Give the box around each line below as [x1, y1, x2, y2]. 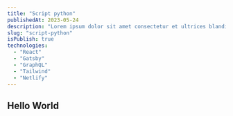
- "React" [13, 49, 42, 56]
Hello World [7, 99, 59, 111]
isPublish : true [7, 36, 54, 43]
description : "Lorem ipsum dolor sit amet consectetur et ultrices [7, 23, 207, 30]
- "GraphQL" [13, 61, 49, 68]
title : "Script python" [7, 10, 76, 17]
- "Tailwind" [13, 68, 51, 75]
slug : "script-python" [7, 29, 73, 37]
